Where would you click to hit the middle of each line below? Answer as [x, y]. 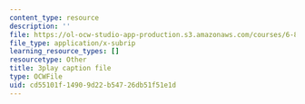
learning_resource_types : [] [64, 52]
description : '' [40, 26]
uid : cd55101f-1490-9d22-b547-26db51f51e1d [93, 85]
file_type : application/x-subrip [73, 43]
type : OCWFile [36, 77]
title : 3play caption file [60, 69]
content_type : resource [54, 18]
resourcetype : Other [49, 60]
